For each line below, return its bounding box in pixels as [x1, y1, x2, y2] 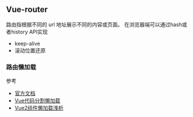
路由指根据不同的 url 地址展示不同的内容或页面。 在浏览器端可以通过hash [6, 20, 182, 28]
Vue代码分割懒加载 [14, 97, 60, 104]
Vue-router [6, 5, 48, 15]
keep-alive [14, 40, 40, 47]
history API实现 [11, 28, 48, 35]
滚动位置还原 [14, 47, 46, 54]
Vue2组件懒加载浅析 [14, 105, 64, 112]
